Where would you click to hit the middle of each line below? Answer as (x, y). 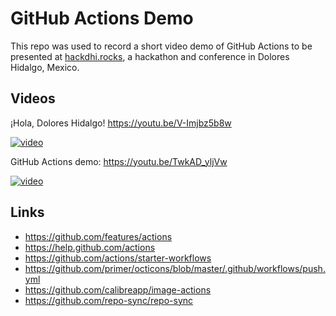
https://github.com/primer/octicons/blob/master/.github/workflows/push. (175, 268)
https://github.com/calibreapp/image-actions (118, 289)
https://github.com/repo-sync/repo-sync (109, 300)
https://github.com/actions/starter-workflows (118, 258)
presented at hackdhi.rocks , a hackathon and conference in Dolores (150, 56)
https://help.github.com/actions (90, 247)
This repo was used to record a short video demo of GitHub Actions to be (161, 46)
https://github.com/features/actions (98, 236)
